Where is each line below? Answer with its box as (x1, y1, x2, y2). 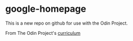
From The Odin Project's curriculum (5, 30, 81, 36)
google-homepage (5, 3, 86, 15)
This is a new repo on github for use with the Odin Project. (5, 20, 128, 26)
